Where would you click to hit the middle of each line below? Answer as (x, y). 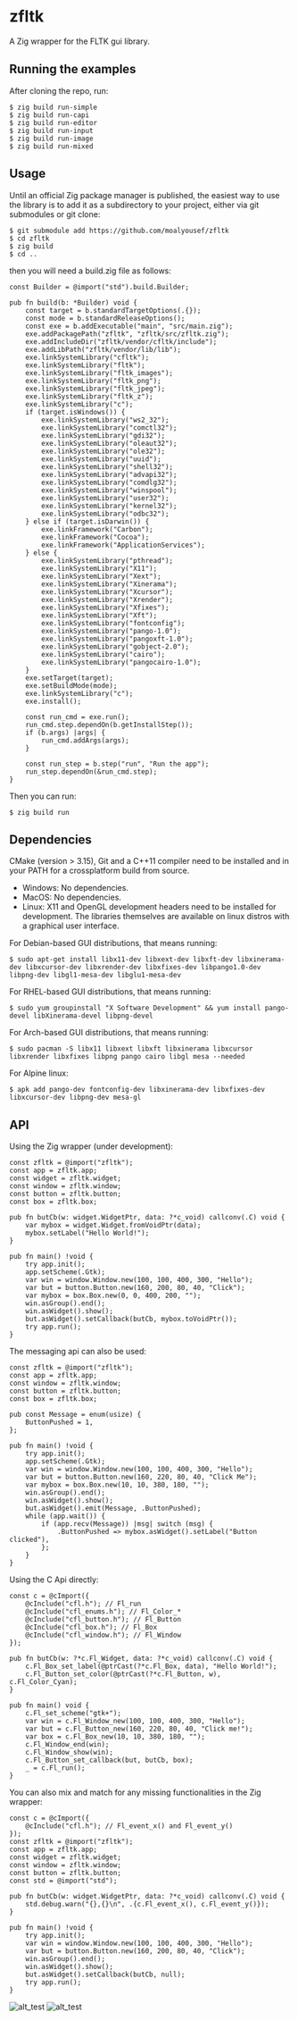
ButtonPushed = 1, (59, 1422)
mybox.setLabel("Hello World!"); (87, 1233)
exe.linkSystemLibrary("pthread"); (108, 560)
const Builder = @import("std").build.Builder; (99, 287)
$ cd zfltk (29, 239)
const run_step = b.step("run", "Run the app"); (117, 764)
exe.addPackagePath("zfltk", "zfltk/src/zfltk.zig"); (127, 334)
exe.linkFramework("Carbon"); (97, 529)
